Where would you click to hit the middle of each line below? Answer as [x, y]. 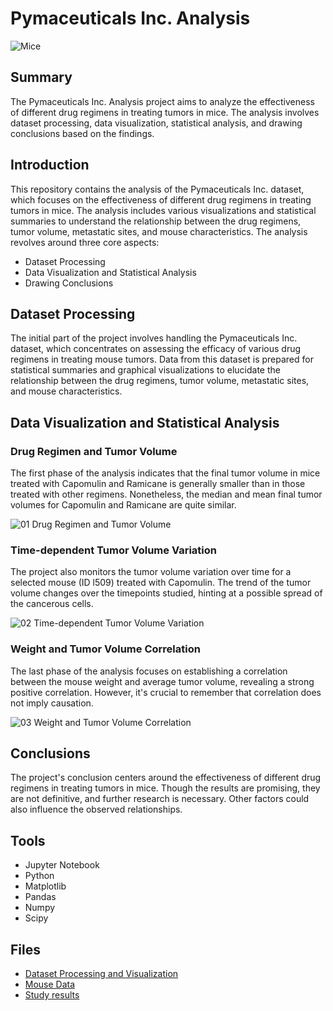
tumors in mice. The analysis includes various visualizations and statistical [163, 210]
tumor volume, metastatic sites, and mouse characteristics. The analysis [159, 231]
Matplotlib [45, 886]
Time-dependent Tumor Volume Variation [113, 550]
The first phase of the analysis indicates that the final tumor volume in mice [165, 473]
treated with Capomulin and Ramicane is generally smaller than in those [158, 484]
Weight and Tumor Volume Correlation [105, 649]
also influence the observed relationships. [96, 809]
